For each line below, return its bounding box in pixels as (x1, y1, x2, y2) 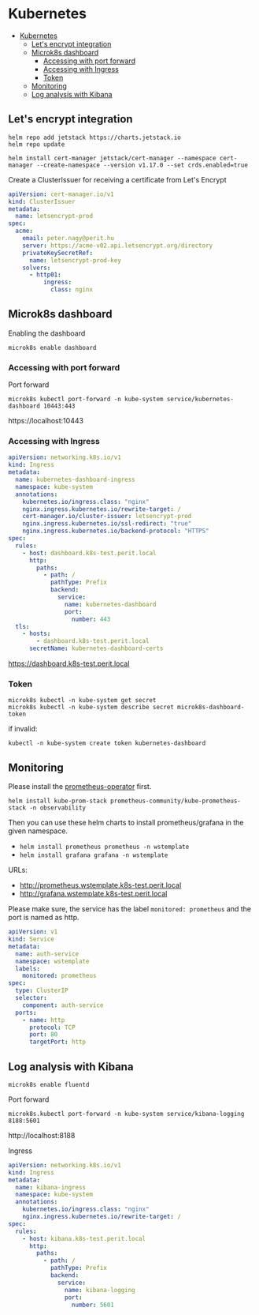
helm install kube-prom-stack (8, 797, 108, 806)
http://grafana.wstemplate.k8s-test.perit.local (19, 889, 168, 899)
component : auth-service (22, 1001, 104, 1009)
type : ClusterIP (15, 986, 68, 995)
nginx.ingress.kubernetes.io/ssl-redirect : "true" (22, 520, 192, 528)
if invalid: (8, 724, 38, 734)
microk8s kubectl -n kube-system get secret (8, 697, 157, 704)
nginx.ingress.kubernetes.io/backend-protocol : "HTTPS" (22, 527, 210, 535)
